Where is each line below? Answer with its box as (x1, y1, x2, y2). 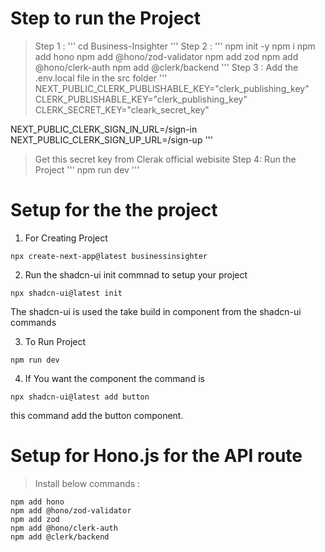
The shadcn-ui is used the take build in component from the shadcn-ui (10, 305, 302, 317)
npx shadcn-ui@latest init (10, 288, 123, 298)
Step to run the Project (10, 7, 202, 30)
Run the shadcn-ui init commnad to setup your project (24, 268, 248, 281)
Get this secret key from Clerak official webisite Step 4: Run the (34, 153, 297, 165)
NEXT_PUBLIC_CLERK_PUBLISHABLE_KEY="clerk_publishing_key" (34, 82, 310, 94)
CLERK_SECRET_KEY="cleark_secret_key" (34, 103, 210, 116)
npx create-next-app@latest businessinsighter (10, 251, 208, 261)
